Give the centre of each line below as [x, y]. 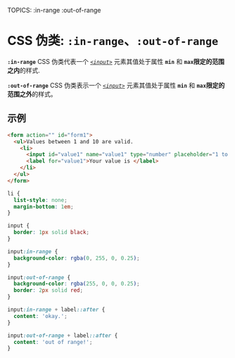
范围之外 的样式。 [32, 94]
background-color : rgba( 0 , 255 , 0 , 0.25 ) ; [77, 258]
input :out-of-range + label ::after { [63, 335]
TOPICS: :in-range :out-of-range [54, 10]
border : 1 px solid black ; [52, 232]
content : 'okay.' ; [41, 316]
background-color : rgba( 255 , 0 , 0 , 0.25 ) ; [77, 284]
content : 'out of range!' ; [53, 342]
